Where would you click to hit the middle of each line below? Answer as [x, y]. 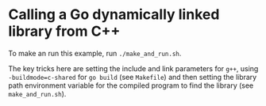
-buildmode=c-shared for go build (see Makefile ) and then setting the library [133, 77]
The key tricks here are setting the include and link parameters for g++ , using [133, 68]
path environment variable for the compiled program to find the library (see [131, 85]
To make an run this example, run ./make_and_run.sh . [95, 53]
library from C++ [64, 31]
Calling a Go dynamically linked [114, 15]
